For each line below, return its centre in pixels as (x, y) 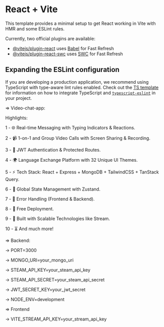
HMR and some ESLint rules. (35, 28)
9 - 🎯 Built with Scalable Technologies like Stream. (58, 219)
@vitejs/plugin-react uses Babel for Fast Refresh (63, 48)
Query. (12, 179)
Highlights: (16, 118)
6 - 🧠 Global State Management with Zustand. (53, 189)
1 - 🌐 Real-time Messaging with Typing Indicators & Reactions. (70, 127)
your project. (18, 98)
